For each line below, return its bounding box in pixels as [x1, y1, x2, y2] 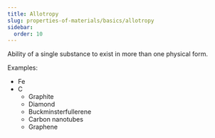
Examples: [7, 63, 38, 72]
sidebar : [7, 23, 33, 31]
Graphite [28, 92, 55, 101]
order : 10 [14, 30, 43, 38]
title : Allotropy [7, 10, 59, 18]
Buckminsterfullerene [28, 107, 92, 116]
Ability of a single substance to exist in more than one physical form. [7, 50, 209, 58]
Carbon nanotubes [28, 115, 84, 124]
